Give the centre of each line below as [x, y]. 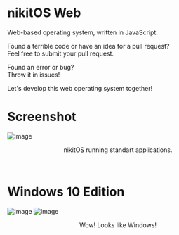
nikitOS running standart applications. [118, 150]
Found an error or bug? [41, 67]
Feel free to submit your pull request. [61, 53]
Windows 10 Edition [66, 192]
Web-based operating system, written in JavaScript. [82, 32]
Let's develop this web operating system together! [80, 88]
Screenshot [42, 117]
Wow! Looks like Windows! [118, 225]
